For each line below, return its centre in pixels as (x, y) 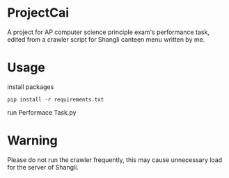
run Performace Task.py (42, 112)
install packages (31, 87)
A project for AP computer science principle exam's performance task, (109, 32)
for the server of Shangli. (43, 167)
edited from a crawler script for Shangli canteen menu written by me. (106, 39)
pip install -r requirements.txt (56, 99)
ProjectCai (38, 13)
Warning (32, 141)
